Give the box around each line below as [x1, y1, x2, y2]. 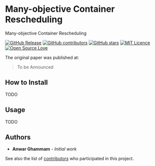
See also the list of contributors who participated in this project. [5, 156, 134, 162]
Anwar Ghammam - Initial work [12, 146, 77, 152]
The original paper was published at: [5, 54, 80, 60]
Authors [5, 133, 31, 141]
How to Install [5, 78, 48, 87]
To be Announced [17, 64, 54, 70]
